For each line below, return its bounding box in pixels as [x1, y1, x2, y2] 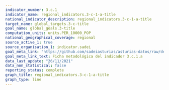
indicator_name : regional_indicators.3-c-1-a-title [5, 12, 116, 17]
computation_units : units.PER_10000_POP [5, 30, 92, 35]
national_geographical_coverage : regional [5, 35, 96, 40]
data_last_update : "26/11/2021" [5, 58, 73, 63]
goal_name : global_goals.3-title [5, 26, 75, 31]
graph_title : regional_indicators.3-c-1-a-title [5, 72, 109, 77]
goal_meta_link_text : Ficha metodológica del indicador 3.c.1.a [5, 53, 143, 59]
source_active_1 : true [5, 40, 53, 45]
